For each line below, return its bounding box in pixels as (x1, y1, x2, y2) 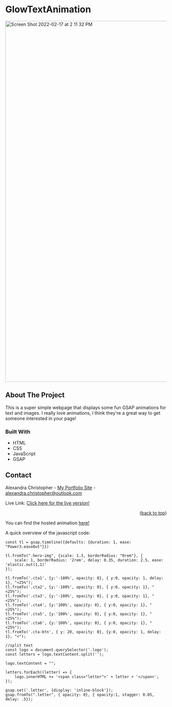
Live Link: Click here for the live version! (5, 500, 90, 506)
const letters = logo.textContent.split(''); (5, 652, 104, 657)
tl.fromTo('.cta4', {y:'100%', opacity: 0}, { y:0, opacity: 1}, (5, 602, 147, 608)
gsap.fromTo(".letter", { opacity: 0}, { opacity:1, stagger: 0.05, (5, 692, 155, 697)
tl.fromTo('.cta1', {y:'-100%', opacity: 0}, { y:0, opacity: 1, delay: (5, 575, 164, 580)
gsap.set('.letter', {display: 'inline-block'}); (5, 688, 114, 693)
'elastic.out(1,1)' (5, 562, 47, 567)
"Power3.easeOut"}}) (5, 544, 50, 549)
